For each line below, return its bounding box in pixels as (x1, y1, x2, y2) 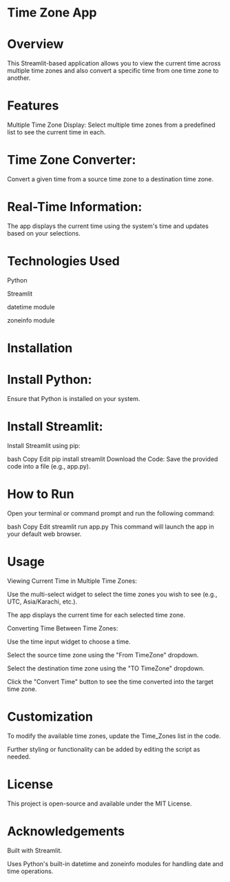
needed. (7, 752, 31, 761)
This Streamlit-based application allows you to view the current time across (7, 59, 221, 68)
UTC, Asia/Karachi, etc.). (7, 597, 78, 606)
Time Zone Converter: (7, 152, 136, 168)
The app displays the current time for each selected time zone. (7, 611, 186, 619)
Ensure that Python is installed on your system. (7, 395, 140, 402)
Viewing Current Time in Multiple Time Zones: (7, 577, 138, 585)
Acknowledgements (7, 823, 125, 839)
